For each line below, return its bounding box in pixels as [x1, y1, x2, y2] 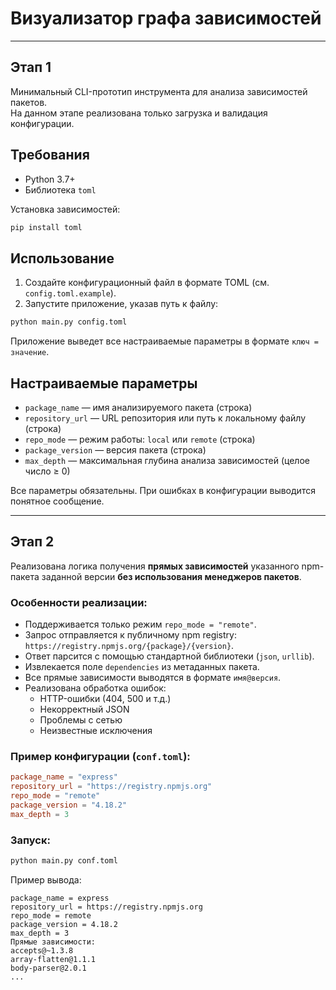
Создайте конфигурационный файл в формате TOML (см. [24, 277, 270, 289]
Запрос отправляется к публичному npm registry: [24, 629, 237, 641]
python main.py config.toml [10, 317, 128, 327]
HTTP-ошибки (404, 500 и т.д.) [39, 693, 172, 705]
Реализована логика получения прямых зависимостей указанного [10, 560, 300, 572]
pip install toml [10, 222, 83, 232]
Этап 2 [10, 533, 55, 551]
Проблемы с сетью [39, 714, 123, 726]
